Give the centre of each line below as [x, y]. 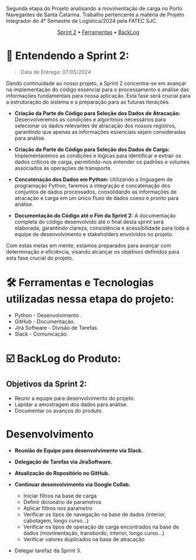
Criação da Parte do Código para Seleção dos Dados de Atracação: [97, 113]
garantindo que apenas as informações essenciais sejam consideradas [100, 132]
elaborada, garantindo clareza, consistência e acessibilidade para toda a [102, 228]
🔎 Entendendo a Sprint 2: [68, 56]
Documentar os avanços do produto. [59, 410]
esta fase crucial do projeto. [40, 258]
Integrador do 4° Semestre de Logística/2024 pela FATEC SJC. [82, 21]
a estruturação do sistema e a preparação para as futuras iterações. [88, 102]
